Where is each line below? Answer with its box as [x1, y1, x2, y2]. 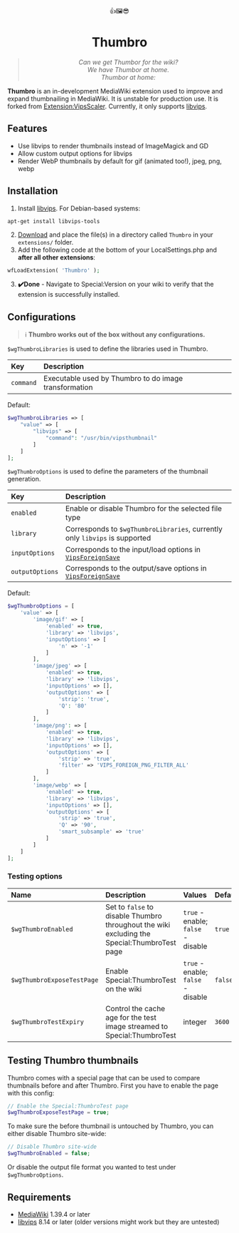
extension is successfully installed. [17, 290, 120, 299]
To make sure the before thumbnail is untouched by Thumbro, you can [7, 1122, 214, 1130]
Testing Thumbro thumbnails [7, 1055, 139, 1067]
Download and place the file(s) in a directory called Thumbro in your [17, 230, 213, 239]
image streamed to [105, 1021, 169, 1031]
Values [183, 890, 208, 900]
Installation [7, 185, 58, 198]
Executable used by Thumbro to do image [43, 374, 184, 384]
